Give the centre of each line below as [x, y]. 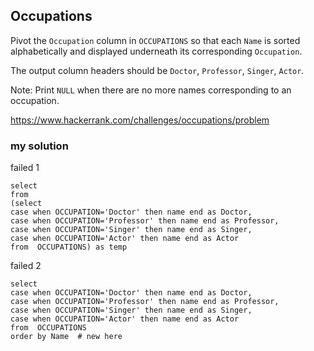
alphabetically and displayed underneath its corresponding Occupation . [156, 51]
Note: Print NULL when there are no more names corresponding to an [151, 90]
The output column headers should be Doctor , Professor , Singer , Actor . [157, 70]
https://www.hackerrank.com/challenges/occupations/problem [140, 120]
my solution [39, 146]
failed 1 [25, 168]
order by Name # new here [66, 337]
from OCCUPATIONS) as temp [69, 247]
